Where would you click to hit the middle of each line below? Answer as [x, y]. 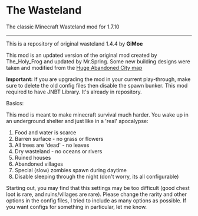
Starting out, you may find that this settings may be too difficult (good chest [98, 188]
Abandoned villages [39, 164]
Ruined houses [33, 157]
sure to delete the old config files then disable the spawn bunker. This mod [97, 85]
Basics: [15, 103]
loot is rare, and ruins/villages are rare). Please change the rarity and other [97, 194]
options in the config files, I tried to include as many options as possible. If [96, 200]
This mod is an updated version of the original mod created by [82, 55]
